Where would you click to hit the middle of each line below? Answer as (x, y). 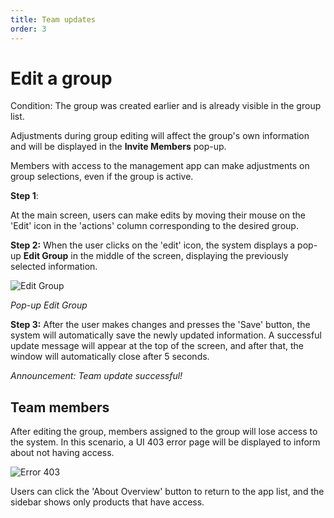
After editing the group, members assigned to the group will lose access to (164, 432)
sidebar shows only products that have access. (107, 502)
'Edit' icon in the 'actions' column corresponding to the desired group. (154, 226)
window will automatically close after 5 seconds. (110, 357)
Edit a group (61, 78)
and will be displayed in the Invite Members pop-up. (118, 147)
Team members (60, 407)
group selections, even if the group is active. (102, 177)
